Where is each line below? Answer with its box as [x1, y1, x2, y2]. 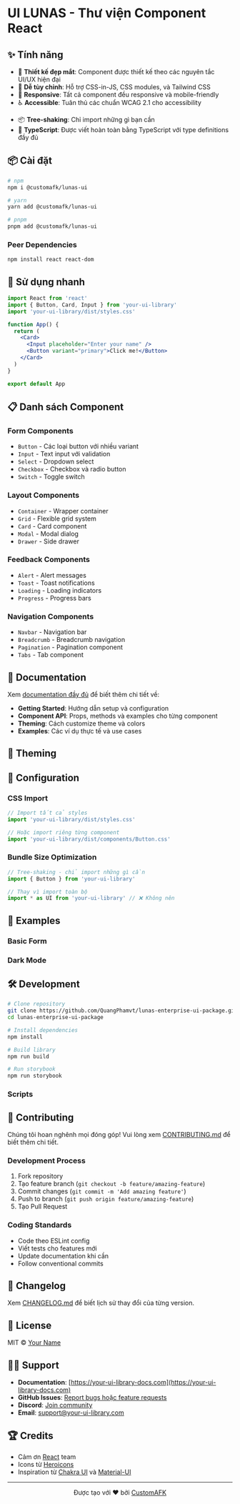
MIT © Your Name [7, 1338, 61, 1347]
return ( [14, 327, 40, 335]
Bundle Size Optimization [7, 852, 97, 862]
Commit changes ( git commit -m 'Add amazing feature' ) [17, 1187, 187, 1195]
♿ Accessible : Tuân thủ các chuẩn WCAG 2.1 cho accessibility [17, 99, 202, 106]
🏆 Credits [7, 1430, 54, 1442]
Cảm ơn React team [17, 1452, 76, 1461]
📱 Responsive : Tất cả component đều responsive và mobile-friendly [17, 91, 219, 99]
